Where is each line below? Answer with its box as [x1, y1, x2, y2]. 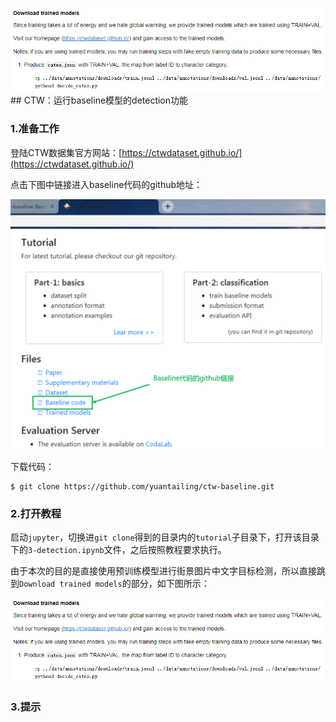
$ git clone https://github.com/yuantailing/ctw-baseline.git [10, 482, 275, 492]
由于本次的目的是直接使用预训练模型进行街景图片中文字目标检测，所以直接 [10, 565, 317, 577]
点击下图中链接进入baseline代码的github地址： [10, 178, 203, 190]
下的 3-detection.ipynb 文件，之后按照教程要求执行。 [10, 544, 227, 556]
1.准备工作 [10, 122, 60, 136]
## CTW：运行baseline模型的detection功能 [10, 94, 189, 107]
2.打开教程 [10, 507, 62, 521]
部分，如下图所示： [130, 578, 210, 590]
